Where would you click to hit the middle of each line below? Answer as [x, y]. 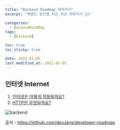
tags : [11, 32]
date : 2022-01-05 [23, 58]
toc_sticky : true [23, 50]
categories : [17, 23]
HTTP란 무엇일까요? [32, 103]
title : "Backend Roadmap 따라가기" [39, 9]
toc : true [15, 45]
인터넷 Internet [27, 84]
